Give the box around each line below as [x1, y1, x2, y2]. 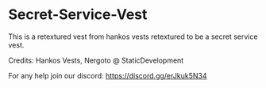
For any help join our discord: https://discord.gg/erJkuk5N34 [8, 71, 207, 80]
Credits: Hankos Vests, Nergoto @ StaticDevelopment [8, 55, 184, 65]
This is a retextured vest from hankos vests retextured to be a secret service [8, 32, 258, 41]
